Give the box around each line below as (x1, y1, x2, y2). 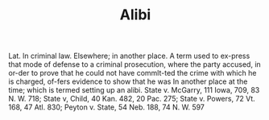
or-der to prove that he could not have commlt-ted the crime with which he (8, 68, 257, 78)
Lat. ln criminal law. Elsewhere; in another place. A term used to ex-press (8, 51, 250, 61)
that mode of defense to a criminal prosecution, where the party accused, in (8, 60, 262, 69)
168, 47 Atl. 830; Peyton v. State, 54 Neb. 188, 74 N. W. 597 (8, 102, 205, 112)
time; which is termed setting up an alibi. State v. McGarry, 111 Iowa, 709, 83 (8, 85, 260, 95)
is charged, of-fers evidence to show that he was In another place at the (8, 77, 248, 86)
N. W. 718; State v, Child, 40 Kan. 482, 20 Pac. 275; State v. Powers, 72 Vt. (8, 94, 255, 104)
